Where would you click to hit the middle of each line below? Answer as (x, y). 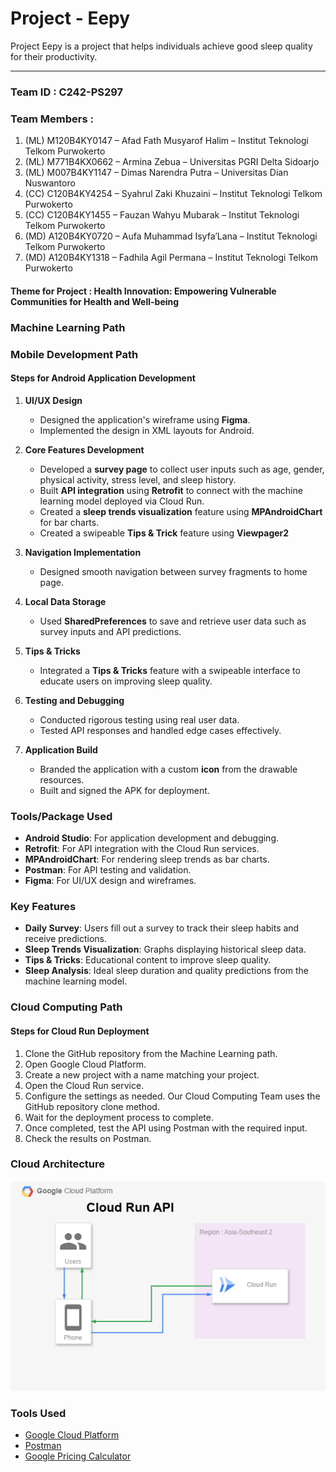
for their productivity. (54, 56)
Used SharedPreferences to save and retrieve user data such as (173, 621)
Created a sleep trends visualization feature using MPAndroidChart (181, 511)
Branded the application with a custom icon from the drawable (168, 769)
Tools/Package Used (61, 816)
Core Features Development (84, 449)
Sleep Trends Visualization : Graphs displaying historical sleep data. (165, 949)
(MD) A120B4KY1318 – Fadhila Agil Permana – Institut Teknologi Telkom (171, 258)
